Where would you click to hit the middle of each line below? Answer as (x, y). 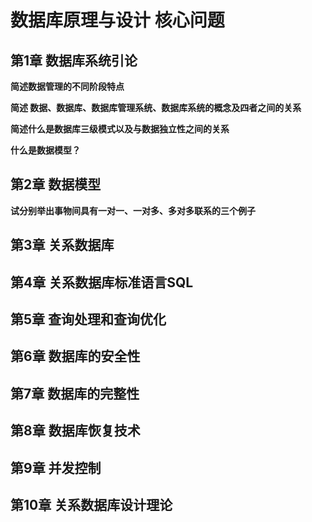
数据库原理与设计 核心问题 (117, 20)
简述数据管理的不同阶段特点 (67, 86)
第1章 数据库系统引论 (74, 60)
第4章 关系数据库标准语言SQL (102, 282)
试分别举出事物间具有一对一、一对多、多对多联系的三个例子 (133, 210)
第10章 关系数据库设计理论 (91, 504)
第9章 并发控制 (56, 467)
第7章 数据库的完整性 (75, 393)
